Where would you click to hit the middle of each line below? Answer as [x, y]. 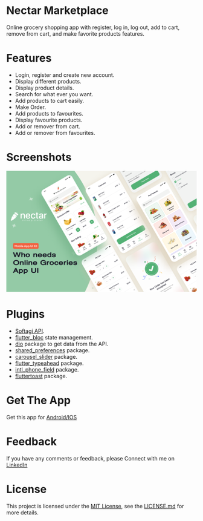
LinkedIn [17, 465]
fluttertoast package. [41, 376]
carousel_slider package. [46, 357]
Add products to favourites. [49, 113]
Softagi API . [30, 331]
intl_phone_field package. [47, 370]
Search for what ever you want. [54, 94]
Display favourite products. [49, 120]
